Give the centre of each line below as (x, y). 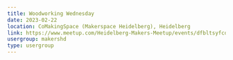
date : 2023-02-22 (32, 20)
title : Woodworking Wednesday (51, 13)
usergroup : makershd (37, 39)
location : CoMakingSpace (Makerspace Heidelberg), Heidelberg (99, 26)
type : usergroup (31, 46)
